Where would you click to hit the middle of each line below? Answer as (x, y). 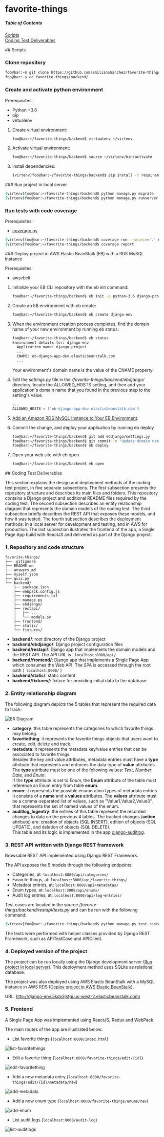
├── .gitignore (20, 562)
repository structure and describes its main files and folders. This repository (82, 493)
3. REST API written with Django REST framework (64, 845)
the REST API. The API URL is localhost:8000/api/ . (65, 655)
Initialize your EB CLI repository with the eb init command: (70, 287)
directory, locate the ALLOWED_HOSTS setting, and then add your (79, 384)
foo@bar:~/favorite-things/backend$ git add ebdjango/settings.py (81, 436)
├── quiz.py (17, 579)
